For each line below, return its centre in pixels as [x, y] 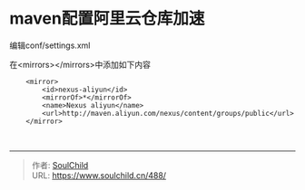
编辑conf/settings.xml [50, 45]
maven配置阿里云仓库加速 [107, 19]
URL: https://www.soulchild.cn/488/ [98, 175]
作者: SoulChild [60, 165]
